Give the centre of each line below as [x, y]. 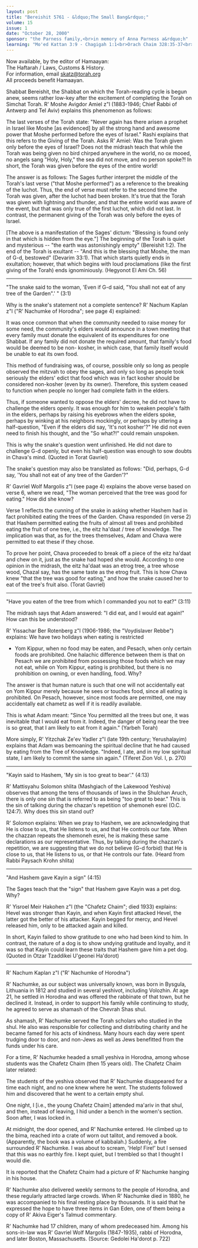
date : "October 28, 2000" [38, 34]
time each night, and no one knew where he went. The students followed [95, 1087]
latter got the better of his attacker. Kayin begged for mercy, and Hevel [92, 919]
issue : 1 [17, 28]
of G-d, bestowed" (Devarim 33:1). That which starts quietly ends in [88, 257]
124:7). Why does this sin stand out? [50, 811]
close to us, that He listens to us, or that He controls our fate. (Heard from [95, 854]
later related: [22, 1070]
